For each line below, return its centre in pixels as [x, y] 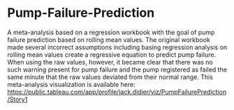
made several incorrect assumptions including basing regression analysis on [117, 47]
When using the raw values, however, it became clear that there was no [110, 62]
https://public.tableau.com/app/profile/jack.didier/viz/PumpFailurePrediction [117, 92]
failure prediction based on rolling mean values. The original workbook [109, 39]
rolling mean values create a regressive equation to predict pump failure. [112, 55]
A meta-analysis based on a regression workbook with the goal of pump [111, 32]
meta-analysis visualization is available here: [71, 84]
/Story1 [17, 99]
